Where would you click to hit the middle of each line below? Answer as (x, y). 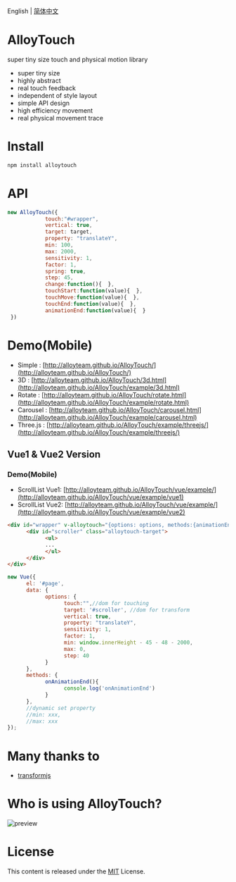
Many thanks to (53, 756)
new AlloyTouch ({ (33, 212)
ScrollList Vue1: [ (41, 490)
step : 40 (77, 656)
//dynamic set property (61, 708)
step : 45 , (59, 278)
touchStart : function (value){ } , (93, 291)
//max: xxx (42, 721)
